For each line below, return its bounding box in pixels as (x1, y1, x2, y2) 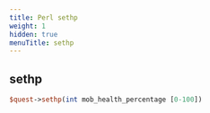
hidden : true (9, 30, 58, 39)
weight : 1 (9, 22, 47, 30)
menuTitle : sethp (9, 38, 74, 48)
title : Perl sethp (9, 13, 78, 22)
